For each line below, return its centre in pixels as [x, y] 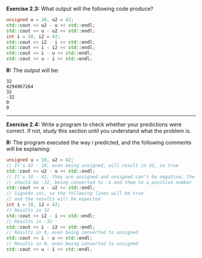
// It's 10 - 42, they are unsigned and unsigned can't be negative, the [101, 177]
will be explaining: [29, 149]
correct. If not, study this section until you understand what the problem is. [99, 131]
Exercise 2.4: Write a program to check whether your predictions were [94, 124]
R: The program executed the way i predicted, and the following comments [99, 143]
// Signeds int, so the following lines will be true [75, 194]
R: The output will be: [33, 70]
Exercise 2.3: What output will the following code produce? [80, 9]
